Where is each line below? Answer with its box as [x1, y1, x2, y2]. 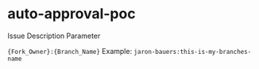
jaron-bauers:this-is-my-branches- [133, 48, 252, 56]
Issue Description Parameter [7, 31, 101, 40]
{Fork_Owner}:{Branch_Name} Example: [7, 46, 133, 56]
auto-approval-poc [7, 5, 136, 23]
